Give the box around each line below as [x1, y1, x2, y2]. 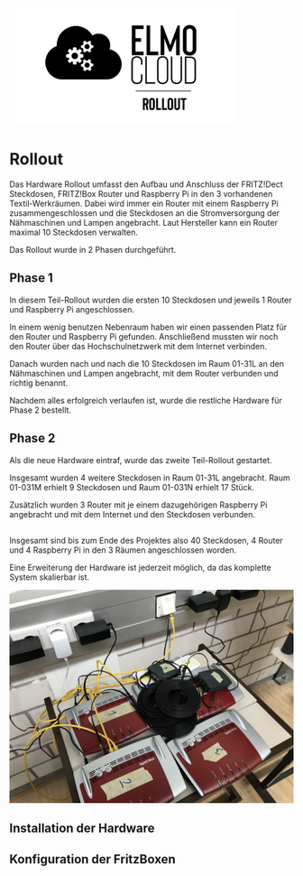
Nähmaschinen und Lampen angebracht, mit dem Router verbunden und [9, 368, 279, 378]
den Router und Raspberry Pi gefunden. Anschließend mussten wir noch [9, 331, 279, 341]
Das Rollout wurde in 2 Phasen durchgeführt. [9, 244, 177, 255]
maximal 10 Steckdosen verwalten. [9, 227, 138, 238]
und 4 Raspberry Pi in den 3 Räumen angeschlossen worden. [9, 545, 237, 555]
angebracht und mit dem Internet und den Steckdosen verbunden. [9, 508, 255, 519]
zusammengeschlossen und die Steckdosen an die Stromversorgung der [9, 207, 280, 219]
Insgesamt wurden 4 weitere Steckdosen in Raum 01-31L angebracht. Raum [9, 472, 290, 483]
